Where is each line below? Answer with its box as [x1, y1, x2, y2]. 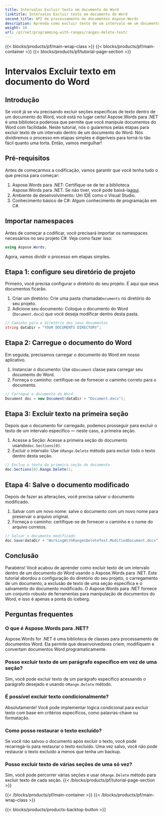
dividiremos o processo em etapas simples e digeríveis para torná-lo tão [5, 135, 151, 140]
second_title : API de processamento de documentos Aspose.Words [5, 16, 139, 21]
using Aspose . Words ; [5, 245, 47, 250]
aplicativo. [5, 357, 26, 363]
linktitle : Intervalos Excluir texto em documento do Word [5, 12, 128, 17]
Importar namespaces [5, 217, 74, 226]
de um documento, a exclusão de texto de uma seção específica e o [5, 580, 143, 586]
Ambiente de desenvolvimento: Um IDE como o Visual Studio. [12, 192, 136, 198]
